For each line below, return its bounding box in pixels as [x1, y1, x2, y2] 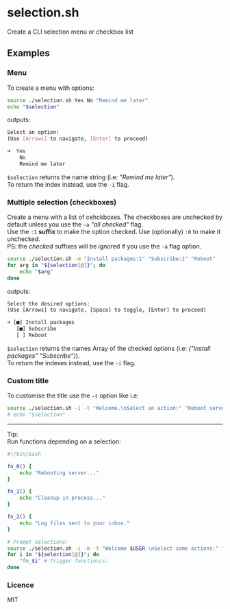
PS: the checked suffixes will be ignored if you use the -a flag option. [7, 242, 202, 251]
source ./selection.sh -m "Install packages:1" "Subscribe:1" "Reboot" [7, 255, 216, 262]
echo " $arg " [19, 268, 53, 275]
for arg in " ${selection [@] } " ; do [7, 262, 106, 268]
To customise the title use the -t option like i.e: [7, 391, 139, 400]
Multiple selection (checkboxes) [7, 197, 117, 207]
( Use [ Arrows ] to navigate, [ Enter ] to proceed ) [7, 135, 149, 142]
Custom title [7, 376, 49, 385]
